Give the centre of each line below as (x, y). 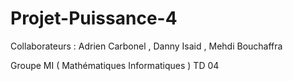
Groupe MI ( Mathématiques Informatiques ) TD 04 (115, 65)
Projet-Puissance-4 (94, 18)
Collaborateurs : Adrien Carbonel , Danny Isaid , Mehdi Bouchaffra (146, 46)
